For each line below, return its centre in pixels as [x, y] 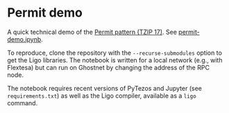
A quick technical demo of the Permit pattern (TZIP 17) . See [92, 32]
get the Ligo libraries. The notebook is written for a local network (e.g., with [115, 60]
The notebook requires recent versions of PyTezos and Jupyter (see [105, 88]
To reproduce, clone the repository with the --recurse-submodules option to [114, 53]
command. [23, 103]
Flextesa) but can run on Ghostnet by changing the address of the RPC [109, 67]
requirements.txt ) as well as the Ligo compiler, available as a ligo [102, 96]
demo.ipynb [24, 39]
